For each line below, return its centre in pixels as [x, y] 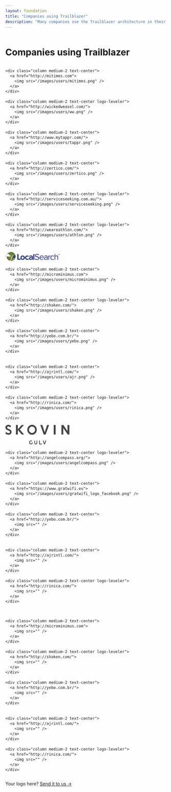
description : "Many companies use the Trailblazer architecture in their [86, 22]
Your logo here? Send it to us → [39, 784]
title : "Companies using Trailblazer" [47, 16]
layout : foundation [26, 11]
